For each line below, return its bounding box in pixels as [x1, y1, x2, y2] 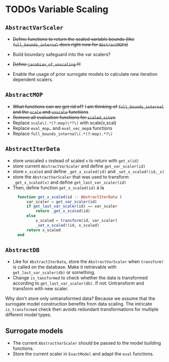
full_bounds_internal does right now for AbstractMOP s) [12, 42, 128, 47]
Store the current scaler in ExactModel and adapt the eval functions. [12, 351, 154, 357]
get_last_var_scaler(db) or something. [12, 269, 95, 275]
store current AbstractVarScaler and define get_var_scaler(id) [12, 163, 146, 169]
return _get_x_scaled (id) [35, 209, 90, 214]
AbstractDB [5, 246, 40, 254]
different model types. [5, 312, 52, 318]
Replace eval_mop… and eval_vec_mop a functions [12, 125, 113, 131]
